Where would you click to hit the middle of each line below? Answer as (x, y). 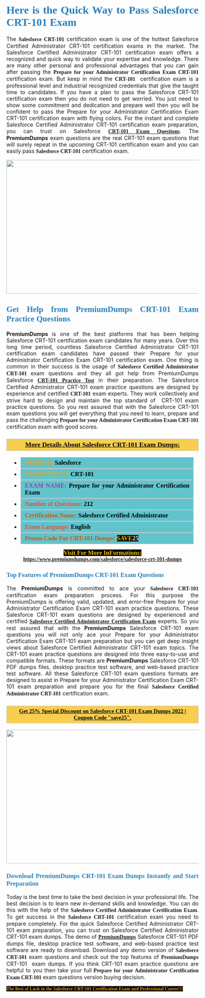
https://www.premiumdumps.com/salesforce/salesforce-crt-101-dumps (103, 560)
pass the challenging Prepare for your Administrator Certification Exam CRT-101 (103, 420)
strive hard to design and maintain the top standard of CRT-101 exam (103, 400)
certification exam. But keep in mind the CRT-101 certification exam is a (103, 79)
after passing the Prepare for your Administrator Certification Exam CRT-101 (103, 72)
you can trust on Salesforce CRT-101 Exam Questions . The (103, 131)
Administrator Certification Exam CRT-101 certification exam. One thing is (103, 360)
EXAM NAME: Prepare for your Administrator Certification (107, 486)
